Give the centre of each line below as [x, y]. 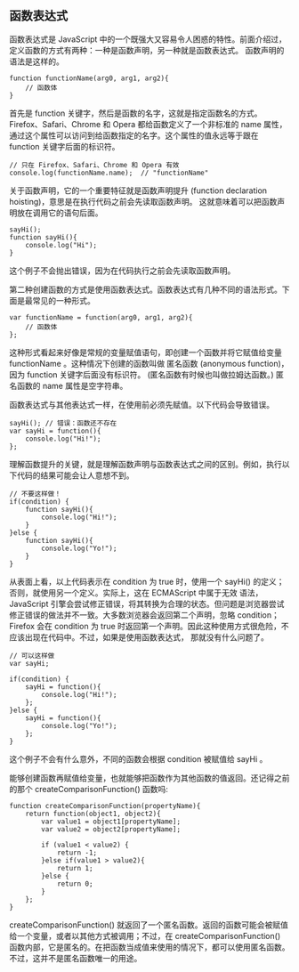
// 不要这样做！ [35, 494]
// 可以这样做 [32, 656]
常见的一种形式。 [64, 300]
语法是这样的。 [36, 61]
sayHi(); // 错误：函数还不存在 [63, 423]
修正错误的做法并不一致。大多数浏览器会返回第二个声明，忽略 [122, 615]
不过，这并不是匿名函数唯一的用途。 [76, 958]
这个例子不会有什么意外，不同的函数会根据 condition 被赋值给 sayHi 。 [138, 758]
